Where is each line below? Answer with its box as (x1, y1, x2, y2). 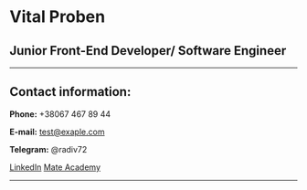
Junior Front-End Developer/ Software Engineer (9, 43, 287, 58)
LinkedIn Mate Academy (9, 162, 101, 173)
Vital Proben (9, 6, 106, 27)
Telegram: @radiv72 (9, 143, 88, 154)
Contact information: (9, 84, 132, 100)
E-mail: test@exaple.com (9, 126, 105, 137)
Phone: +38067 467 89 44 (9, 108, 111, 120)
